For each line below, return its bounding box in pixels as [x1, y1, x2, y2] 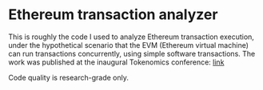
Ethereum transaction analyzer [8, 6, 218, 24]
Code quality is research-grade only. [8, 72, 130, 82]
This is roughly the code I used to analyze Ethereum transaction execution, [8, 32, 254, 41]
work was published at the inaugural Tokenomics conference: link [8, 57, 225, 67]
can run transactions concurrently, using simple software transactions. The [8, 49, 256, 58]
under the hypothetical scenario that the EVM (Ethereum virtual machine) [8, 40, 249, 49]
